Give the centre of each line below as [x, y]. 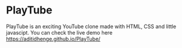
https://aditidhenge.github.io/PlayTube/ [53, 39]
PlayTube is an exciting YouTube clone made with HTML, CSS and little [91, 26]
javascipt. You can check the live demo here [59, 32]
